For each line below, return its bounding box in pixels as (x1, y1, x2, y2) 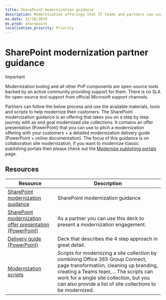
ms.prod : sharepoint (5, 21, 48, 26)
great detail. (57, 241, 85, 248)
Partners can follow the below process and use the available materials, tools (5, 103, 160, 109)
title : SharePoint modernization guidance (5, 7, 94, 12)
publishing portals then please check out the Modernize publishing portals (5, 146, 157, 151)
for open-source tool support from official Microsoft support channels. (5, 94, 149, 100)
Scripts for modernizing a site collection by (57, 250, 157, 256)
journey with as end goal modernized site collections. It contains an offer (5, 119, 153, 125)
